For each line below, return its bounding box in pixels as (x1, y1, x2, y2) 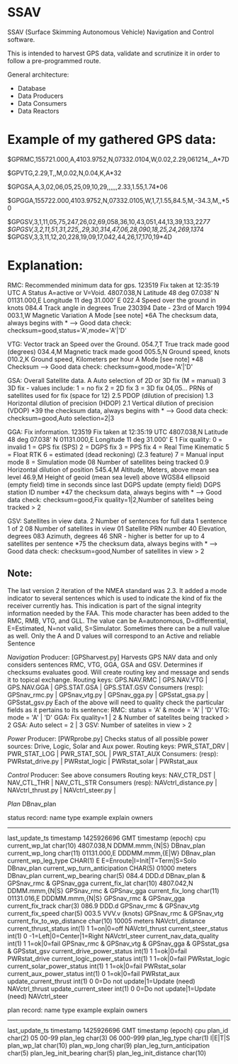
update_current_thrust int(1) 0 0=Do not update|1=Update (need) (7, 977, 196, 985)
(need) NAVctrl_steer (7, 992, 69, 1000)
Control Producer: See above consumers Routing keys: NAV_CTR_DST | (7, 770, 216, 779)
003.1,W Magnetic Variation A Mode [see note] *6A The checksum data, (7, 311, 218, 319)
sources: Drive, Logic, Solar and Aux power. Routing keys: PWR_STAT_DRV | (7, 742, 229, 750)
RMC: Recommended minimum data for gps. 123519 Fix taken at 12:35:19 (7, 281, 220, 289)
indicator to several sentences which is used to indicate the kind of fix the (7, 594, 222, 602)
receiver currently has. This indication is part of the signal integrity (7, 601, 202, 610)
